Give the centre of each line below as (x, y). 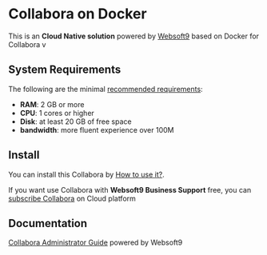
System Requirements (65, 70)
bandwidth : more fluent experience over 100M (97, 129)
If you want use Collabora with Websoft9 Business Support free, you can (130, 189)
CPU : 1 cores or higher (57, 113)
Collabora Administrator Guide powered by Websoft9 (96, 243)
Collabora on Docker (78, 14)
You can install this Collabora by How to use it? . (87, 174)
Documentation (48, 223)
